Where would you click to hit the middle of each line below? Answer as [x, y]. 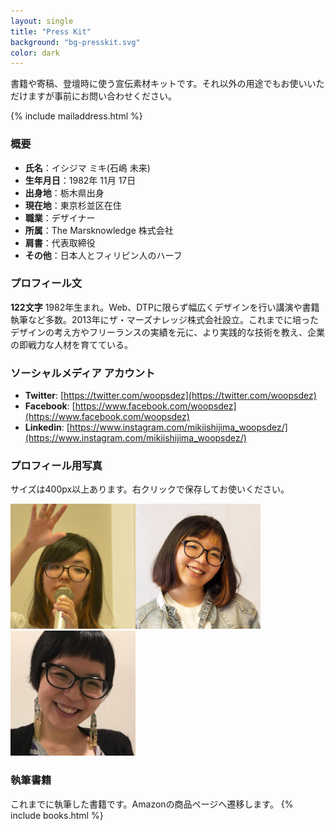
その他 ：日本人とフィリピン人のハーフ [103, 255]
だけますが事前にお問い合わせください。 [93, 96]
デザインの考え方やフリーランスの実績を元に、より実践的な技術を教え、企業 [168, 332]
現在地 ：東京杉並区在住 [73, 205]
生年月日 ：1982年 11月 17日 [80, 180]
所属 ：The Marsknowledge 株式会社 [99, 230]
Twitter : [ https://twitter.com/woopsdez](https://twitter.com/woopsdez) [170, 396]
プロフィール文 [46, 283]
